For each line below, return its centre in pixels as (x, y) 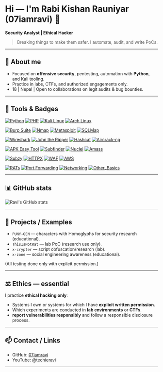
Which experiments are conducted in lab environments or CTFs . (77, 310)
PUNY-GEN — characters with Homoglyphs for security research (74, 234)
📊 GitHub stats (28, 188)
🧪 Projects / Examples (39, 222)
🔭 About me (23, 62)
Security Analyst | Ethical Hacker (39, 33)
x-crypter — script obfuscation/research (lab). (59, 249)
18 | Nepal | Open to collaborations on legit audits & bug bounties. (78, 89)
